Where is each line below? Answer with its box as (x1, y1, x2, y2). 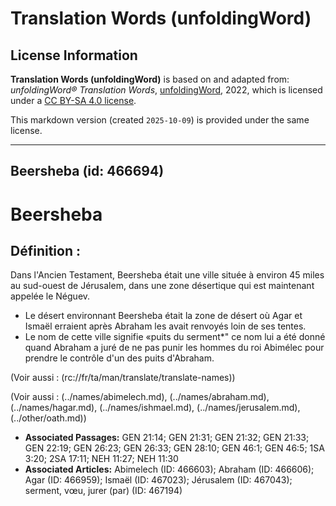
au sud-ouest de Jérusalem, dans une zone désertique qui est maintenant (10, 280, 315, 292)
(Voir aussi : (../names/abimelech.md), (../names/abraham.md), (10, 391, 270, 403)
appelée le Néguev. (10, 290, 91, 302)
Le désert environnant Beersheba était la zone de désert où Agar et (24, 310, 303, 322)
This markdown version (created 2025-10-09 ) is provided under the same (10, 114, 310, 126)
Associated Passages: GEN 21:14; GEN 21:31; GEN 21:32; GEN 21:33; (24, 432, 310, 444)
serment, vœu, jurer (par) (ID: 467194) (24, 485, 183, 497)
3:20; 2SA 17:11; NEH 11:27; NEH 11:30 (24, 453, 179, 465)
